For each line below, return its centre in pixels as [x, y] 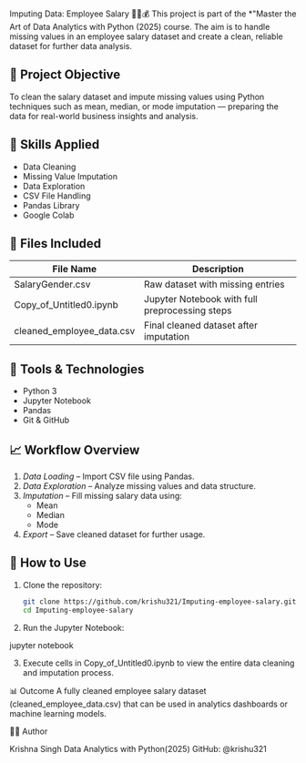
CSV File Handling [56, 196]
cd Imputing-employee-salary [78, 610]
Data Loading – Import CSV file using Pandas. [108, 476]
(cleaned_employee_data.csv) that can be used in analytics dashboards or [149, 704]
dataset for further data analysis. [71, 46]
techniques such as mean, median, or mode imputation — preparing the [144, 106]
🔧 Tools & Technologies [77, 369]
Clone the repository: [62, 585]
